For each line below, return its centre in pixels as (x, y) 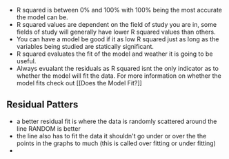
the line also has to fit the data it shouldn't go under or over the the (111, 136)
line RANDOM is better (48, 128)
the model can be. (42, 17)
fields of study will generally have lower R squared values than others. (116, 32)
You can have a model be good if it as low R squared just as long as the (118, 39)
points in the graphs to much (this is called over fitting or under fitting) (116, 143)
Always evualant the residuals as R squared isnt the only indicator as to (117, 68)
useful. (26, 61)
